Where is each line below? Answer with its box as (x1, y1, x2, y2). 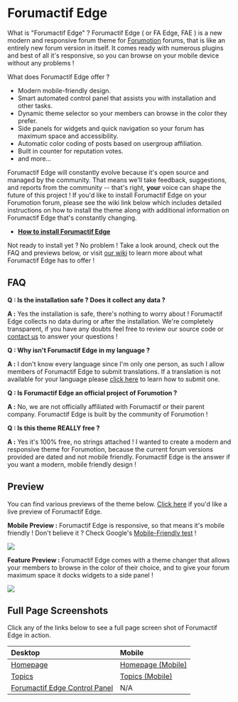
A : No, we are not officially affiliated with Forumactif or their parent (7, 402, 205, 410)
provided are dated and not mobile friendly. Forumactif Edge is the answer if (7, 452, 231, 461)
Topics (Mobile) (119, 671, 173, 681)
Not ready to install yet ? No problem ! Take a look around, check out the (7, 240, 220, 250)
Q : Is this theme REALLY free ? (7, 423, 100, 432)
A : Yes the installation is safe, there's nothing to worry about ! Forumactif (7, 309, 222, 318)
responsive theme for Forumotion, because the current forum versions (7, 445, 213, 453)
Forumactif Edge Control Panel (11, 683, 114, 693)
